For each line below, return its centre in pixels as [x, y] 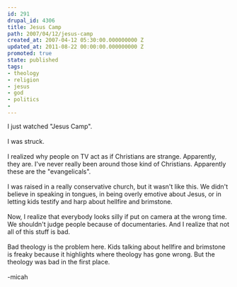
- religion [23, 80]
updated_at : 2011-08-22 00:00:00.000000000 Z [75, 47]
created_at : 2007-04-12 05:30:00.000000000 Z [75, 40]
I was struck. [26, 141]
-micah [18, 276]
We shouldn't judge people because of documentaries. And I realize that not [118, 224]
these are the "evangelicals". [49, 171]
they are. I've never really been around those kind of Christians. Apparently [117, 164]
